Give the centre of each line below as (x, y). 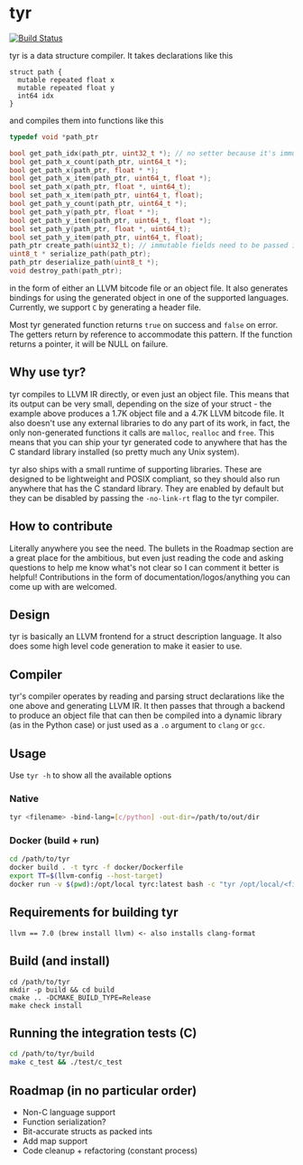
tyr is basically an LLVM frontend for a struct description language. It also (146, 637)
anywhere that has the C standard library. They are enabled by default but (147, 488)
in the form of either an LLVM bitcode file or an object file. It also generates (149, 288)
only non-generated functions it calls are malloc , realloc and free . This (142, 433)
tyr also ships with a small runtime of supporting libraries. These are (136, 469)
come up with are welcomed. (63, 586)
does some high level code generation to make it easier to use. (126, 646)
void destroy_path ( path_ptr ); (66, 271)
